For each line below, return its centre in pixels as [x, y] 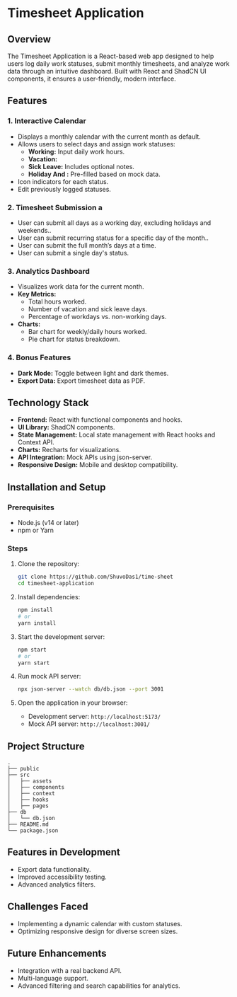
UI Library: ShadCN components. [66, 427]
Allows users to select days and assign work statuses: [96, 144]
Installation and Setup [57, 487]
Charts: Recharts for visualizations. [69, 450]
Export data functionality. [54, 869]
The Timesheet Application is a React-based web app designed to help [111, 56]
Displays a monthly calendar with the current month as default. [109, 137]
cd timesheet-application [56, 584]
